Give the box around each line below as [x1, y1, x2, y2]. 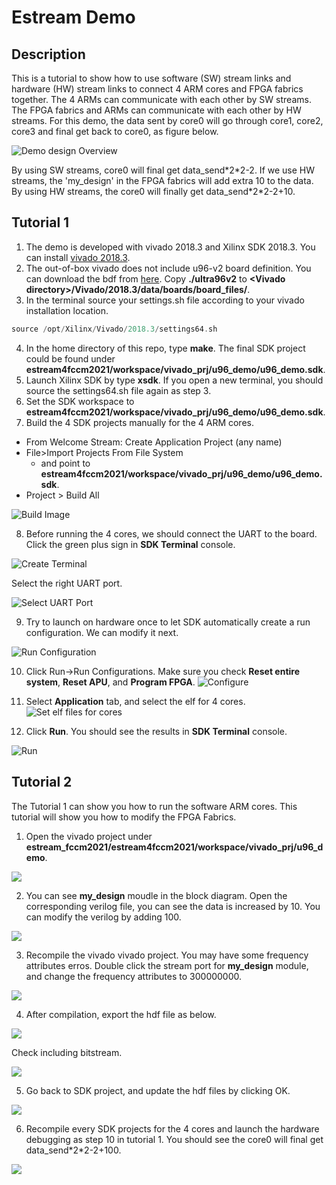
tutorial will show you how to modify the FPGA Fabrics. [11, 811, 237, 823]
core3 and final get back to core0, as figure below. [11, 126, 219, 137]
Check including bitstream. [11, 1046, 123, 1058]
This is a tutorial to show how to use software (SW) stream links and [11, 72, 292, 84]
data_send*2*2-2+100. [25, 1144, 122, 1156]
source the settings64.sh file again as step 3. [25, 384, 212, 396]
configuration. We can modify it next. [25, 626, 179, 638]
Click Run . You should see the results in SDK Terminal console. [25, 725, 288, 737]
